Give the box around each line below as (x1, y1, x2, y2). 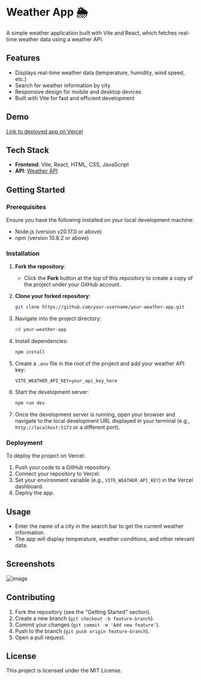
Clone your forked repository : (14, 293, 91, 300)
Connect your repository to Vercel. (14, 470, 101, 477)
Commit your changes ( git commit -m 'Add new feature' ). (14, 621, 160, 628)
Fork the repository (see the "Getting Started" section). (14, 608, 151, 615)
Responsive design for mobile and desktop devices (14, 88, 142, 95)
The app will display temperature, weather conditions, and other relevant (14, 535, 195, 542)
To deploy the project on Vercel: (6, 452, 86, 459)
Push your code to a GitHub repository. (14, 464, 112, 471)
